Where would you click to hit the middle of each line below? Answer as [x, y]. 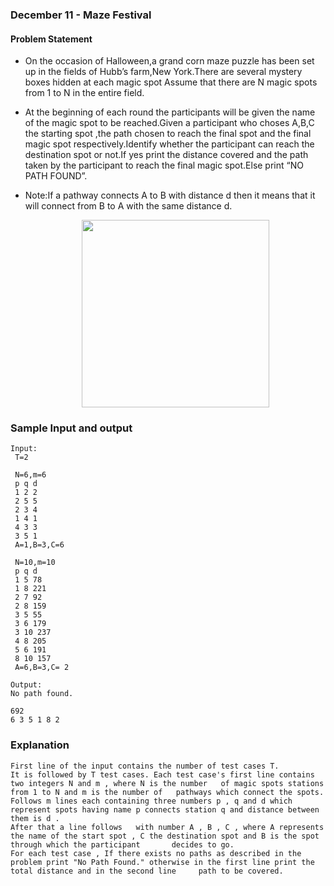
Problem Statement [51, 39]
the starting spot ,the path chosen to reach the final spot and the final [168, 134]
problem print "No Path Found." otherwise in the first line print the [162, 862]
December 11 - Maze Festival [81, 15]
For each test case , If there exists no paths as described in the [156, 853]
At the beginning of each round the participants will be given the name [170, 112]
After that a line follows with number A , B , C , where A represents [167, 827]
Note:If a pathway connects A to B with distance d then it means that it [170, 195]
